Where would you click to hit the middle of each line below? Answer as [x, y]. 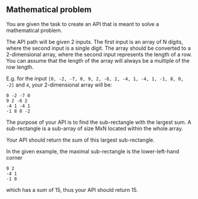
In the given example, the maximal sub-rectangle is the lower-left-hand [93, 151]
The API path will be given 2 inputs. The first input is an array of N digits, [95, 41]
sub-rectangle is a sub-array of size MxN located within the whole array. [95, 128]
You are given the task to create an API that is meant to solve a [83, 24]
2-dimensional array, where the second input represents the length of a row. [99, 54]
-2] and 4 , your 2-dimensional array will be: [59, 85]
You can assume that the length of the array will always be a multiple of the [98, 60]
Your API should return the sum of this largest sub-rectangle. [81, 140]
